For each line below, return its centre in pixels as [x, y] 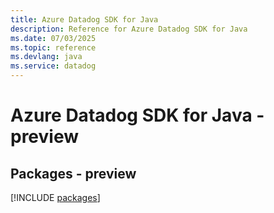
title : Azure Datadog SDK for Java [84, 19]
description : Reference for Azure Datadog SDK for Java [129, 29]
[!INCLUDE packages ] [55, 197]
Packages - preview [73, 173]
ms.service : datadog [53, 66]
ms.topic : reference [53, 47]
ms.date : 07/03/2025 [53, 38]
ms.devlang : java [46, 57]
